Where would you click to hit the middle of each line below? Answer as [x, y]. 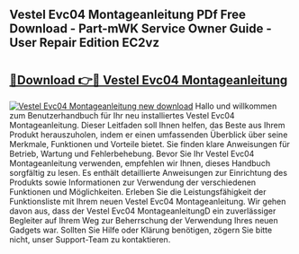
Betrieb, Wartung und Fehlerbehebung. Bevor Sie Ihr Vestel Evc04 [132, 153]
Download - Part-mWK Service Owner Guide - [140, 29]
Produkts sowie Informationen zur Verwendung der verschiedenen [133, 182]
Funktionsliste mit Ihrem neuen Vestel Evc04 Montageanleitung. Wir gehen [148, 201]
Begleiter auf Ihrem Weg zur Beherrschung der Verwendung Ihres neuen [144, 220]
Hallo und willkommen [236, 106]
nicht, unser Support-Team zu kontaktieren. [90, 240]
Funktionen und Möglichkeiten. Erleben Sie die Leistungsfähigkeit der [138, 192]
